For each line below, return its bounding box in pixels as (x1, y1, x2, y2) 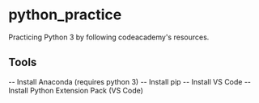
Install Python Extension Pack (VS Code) (8, 85, 144, 95)
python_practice (8, 6, 122, 24)
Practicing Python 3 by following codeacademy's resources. (8, 32, 210, 42)
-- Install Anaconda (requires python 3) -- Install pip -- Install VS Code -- (8, 76, 252, 86)
